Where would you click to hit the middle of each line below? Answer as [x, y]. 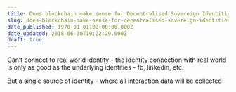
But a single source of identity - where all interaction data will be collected [115, 81]
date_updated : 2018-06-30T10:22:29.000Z [67, 33]
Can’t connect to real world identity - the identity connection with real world [117, 60]
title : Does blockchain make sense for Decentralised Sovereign [103, 14]
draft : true [25, 40]
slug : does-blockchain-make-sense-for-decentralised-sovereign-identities [119, 20]
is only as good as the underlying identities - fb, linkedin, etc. [96, 67]
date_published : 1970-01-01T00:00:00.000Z [70, 27]
